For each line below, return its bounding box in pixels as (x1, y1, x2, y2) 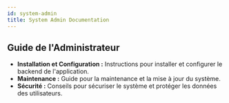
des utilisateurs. (17, 89, 63, 98)
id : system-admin (7, 10, 57, 17)
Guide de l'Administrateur (7, 42, 120, 54)
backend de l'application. (17, 67, 90, 76)
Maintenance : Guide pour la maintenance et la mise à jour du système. (17, 75, 221, 83)
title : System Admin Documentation (7, 16, 110, 23)
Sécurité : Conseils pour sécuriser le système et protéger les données (17, 82, 217, 90)
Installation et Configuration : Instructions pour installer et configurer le (17, 60, 223, 69)
